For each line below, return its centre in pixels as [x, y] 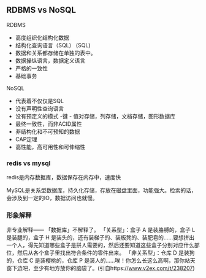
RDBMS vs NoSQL [41, 10]
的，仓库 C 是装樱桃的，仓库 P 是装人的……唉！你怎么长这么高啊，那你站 [98, 261]
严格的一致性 [31, 68]
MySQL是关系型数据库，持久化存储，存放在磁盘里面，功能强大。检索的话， [102, 190]
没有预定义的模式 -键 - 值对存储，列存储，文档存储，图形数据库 [95, 116]
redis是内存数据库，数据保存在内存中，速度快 [64, 177]
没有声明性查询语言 [40, 108]
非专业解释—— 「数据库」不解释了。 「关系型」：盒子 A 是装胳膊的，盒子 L [101, 230]
